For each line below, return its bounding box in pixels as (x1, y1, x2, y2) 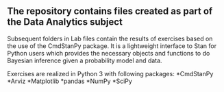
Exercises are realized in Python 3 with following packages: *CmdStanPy (7, 69, 214, 78)
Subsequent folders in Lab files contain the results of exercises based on (7, 34, 213, 43)
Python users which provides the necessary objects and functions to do (7, 49, 210, 57)
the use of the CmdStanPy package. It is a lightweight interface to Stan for (7, 41, 217, 50)
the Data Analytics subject (7, 16, 123, 28)
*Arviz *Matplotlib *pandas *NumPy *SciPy (7, 77, 132, 85)
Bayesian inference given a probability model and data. (7, 56, 162, 65)
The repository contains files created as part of (7, 5, 213, 17)
